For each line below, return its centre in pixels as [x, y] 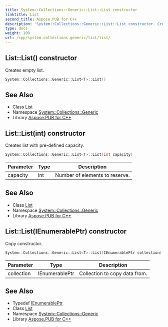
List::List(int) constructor [45, 133]
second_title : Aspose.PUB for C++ [41, 19]
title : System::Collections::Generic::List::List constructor [71, 10]
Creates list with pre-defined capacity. [45, 145]
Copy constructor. [24, 243]
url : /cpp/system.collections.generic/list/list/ [58, 38]
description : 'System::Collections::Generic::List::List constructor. [80, 24]
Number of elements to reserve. [92, 175]
